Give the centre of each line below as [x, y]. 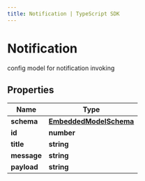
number [62, 133]
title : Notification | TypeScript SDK [63, 14]
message [26, 156]
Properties [31, 89]
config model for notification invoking [61, 68]
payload [24, 167]
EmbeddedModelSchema [91, 121]
